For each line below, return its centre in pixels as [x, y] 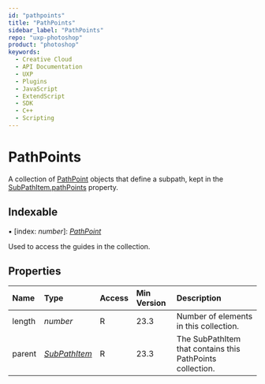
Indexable [33, 213]
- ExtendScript [40, 96]
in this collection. [207, 326]
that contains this [208, 349]
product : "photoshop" [44, 45]
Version [151, 303]
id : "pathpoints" [37, 15]
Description [199, 298]
